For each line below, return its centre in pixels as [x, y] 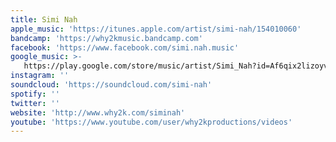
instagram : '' [40, 76]
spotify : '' [35, 94]
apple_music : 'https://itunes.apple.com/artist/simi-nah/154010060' [156, 29]
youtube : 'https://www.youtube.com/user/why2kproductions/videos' [151, 122]
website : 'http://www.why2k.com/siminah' [98, 112]
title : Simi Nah [44, 19]
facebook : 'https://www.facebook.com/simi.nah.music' [125, 47]
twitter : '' [35, 103]
